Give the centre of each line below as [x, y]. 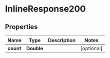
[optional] [92, 48]
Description [62, 40]
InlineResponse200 [46, 9]
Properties [21, 27]
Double [35, 48]
